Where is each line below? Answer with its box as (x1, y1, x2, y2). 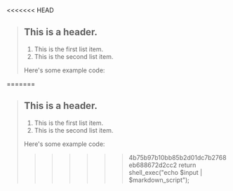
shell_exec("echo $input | (128, 168, 203, 176)
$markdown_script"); (128, 176, 190, 184)
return (178, 161, 197, 169)
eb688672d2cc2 (128, 161, 178, 169)
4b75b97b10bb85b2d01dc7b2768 (128, 153, 227, 162)
